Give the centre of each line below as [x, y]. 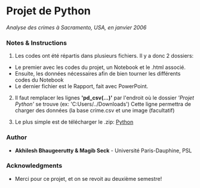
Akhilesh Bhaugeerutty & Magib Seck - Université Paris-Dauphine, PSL [103, 151]
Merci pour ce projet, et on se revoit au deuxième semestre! [88, 178]
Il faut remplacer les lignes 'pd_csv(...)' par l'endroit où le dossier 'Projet [104, 98]
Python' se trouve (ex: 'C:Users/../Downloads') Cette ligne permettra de [103, 104]
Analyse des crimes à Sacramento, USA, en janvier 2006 [76, 27]
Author [17, 137]
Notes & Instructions [37, 43]
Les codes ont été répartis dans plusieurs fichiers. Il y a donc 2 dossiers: [104, 56]
